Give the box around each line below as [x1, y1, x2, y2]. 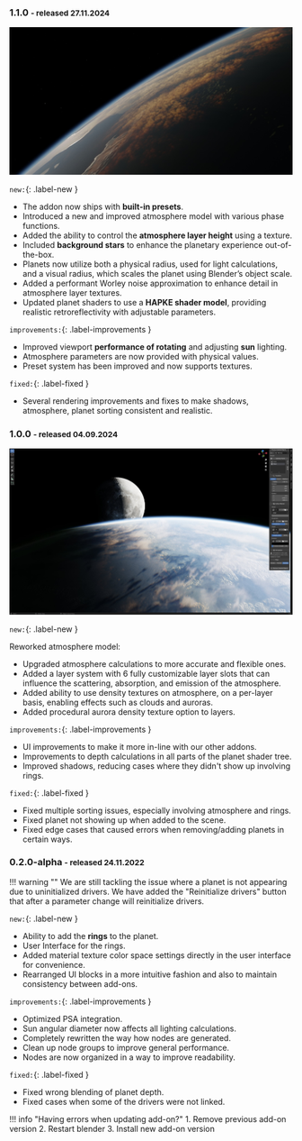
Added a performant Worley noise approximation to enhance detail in [22, 278, 279, 288]
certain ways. [22, 834, 73, 844]
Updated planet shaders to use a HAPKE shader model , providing [22, 297, 267, 307]
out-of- [264, 239, 292, 250]
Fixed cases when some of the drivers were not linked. [22, 1096, 226, 1107]
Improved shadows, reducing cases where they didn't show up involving [22, 760, 291, 771]
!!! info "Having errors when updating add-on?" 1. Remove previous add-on [9, 1113, 287, 1124]
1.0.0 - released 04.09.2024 [9, 427, 119, 440]
